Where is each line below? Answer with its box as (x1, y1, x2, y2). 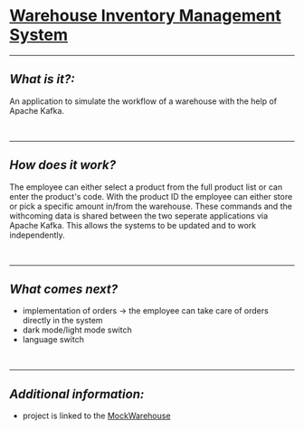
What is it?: (9, 71, 75, 87)
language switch (22, 334, 84, 345)
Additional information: (9, 386, 145, 402)
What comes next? (9, 281, 119, 296)
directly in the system (22, 315, 103, 326)
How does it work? (9, 157, 117, 173)
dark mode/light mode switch (22, 324, 133, 335)
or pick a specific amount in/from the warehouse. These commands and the (9, 201, 292, 211)
